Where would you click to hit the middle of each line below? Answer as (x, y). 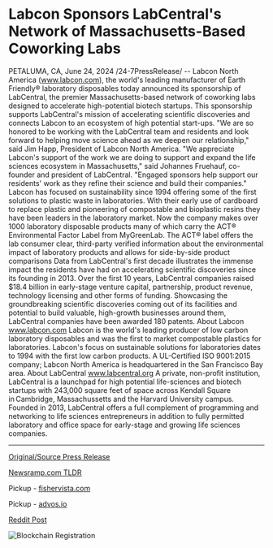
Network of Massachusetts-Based (127, 31)
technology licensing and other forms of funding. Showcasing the (118, 295)
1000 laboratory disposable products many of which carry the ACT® (123, 226)
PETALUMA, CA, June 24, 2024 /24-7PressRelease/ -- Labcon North (123, 71)
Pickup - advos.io (38, 503)
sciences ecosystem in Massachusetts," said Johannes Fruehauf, (118, 166)
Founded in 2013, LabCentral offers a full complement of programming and (134, 408)
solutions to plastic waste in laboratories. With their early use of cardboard (133, 201)
